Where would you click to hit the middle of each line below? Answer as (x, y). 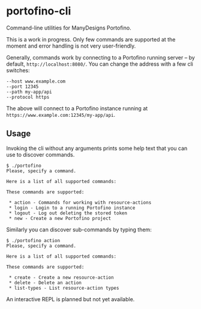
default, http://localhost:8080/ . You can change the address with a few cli (100, 64)
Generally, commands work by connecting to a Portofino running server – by (100, 57)
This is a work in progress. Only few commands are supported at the (91, 39)
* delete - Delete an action (45, 282)
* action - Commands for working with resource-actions (80, 202)
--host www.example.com (36, 81)
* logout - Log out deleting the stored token (68, 213)
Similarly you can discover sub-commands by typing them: (79, 229)
